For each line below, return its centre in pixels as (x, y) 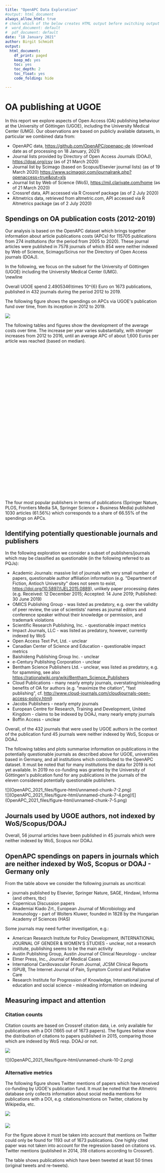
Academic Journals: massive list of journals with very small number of (83, 573)
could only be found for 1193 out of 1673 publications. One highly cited (77, 1140)
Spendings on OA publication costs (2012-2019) (80, 219)
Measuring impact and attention (55, 1000)
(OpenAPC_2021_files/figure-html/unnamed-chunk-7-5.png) (66, 800)
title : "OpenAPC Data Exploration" (42, 10)
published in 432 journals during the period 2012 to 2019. (63, 291)
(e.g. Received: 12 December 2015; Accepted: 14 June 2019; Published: (84, 594)
